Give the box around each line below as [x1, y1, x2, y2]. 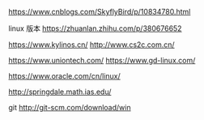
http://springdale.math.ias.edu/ [8, 87, 112, 96]
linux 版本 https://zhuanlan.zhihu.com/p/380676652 [8, 24, 182, 33]
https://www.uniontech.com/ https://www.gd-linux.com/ [8, 56, 196, 65]
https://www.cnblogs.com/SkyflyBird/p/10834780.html [8, 7, 191, 16]
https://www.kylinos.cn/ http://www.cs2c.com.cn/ [8, 40, 176, 49]
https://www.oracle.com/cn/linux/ [8, 71, 121, 80]
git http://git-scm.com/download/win [8, 103, 131, 112]
